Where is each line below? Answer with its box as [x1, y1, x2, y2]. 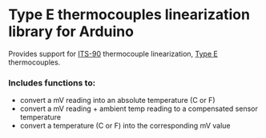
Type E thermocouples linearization [8, 6, 251, 24]
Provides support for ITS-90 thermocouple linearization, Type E [8, 49, 218, 58]
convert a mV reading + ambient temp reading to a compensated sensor [19, 104, 258, 113]
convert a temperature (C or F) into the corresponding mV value [19, 121, 231, 131]
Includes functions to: [8, 77, 96, 89]
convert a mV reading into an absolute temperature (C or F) [19, 96, 216, 105]
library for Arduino [8, 22, 135, 41]
